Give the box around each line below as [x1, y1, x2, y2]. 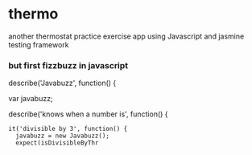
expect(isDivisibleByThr [15, 139, 99, 147]
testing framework [8, 39, 70, 49]
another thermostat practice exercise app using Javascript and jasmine [8, 31, 245, 41]
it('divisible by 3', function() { [8, 125, 128, 133]
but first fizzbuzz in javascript [8, 59, 129, 71]
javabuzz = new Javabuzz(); [15, 132, 110, 141]
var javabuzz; [8, 94, 54, 104]
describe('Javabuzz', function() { [8, 78, 117, 88]
